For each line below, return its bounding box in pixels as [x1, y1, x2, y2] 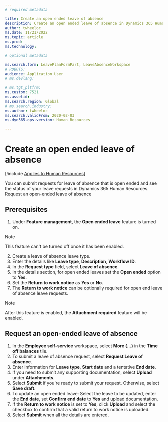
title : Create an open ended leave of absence [5, 16, 104, 21]
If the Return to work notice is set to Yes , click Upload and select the [12, 401, 156, 407]
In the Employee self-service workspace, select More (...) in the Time [12, 343, 158, 349]
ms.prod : [5, 39, 23, 45]
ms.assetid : [5, 94, 30, 99]
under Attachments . [12, 374, 55, 380]
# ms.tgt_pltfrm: [5, 85, 41, 90]
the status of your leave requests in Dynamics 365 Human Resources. [5, 186, 149, 192]
